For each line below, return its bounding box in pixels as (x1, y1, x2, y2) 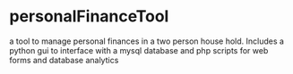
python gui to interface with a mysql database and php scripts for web (9, 45, 269, 55)
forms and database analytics (9, 54, 119, 65)
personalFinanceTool (9, 6, 169, 27)
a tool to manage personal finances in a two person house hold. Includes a (9, 36, 285, 46)
